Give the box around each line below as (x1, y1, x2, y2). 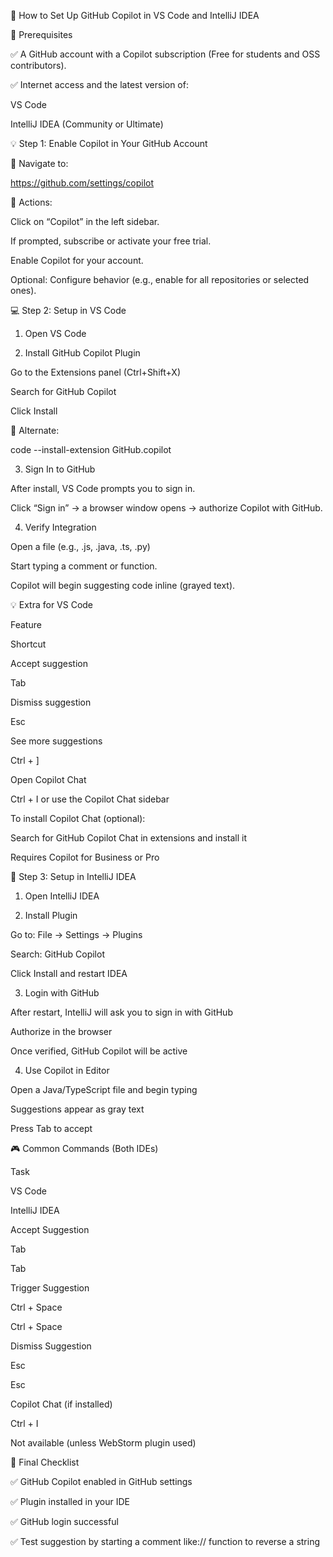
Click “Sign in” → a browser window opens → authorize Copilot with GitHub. (10, 502, 323, 514)
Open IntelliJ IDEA (24, 890, 100, 902)
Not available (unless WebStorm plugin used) (10, 1437, 197, 1449)
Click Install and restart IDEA (10, 968, 128, 979)
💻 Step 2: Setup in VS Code (10, 305, 127, 316)
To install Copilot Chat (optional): (10, 813, 146, 824)
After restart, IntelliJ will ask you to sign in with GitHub (10, 1006, 233, 1018)
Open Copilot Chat (10, 774, 87, 785)
